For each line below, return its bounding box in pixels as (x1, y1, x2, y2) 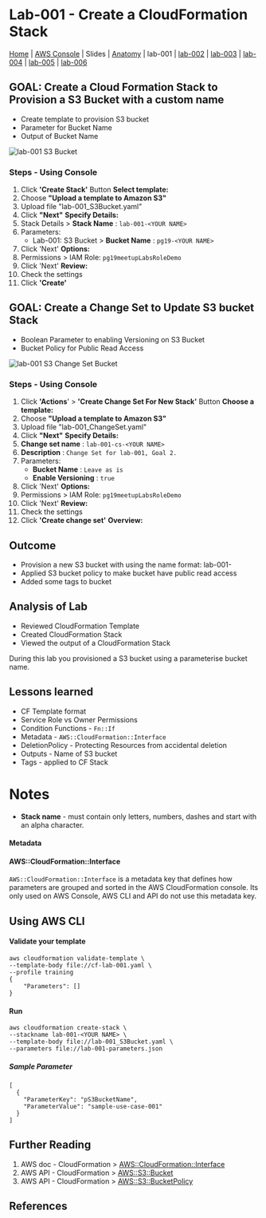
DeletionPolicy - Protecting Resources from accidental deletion (20, 740, 228, 749)
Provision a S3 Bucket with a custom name (9, 93, 225, 107)
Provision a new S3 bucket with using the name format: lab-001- (20, 560, 232, 569)
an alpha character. (20, 820, 84, 829)
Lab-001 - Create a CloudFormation (9, 6, 248, 24)
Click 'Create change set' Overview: (20, 516, 143, 525)
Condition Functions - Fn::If (20, 723, 115, 733)
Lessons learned (9, 685, 94, 699)
